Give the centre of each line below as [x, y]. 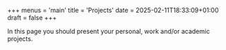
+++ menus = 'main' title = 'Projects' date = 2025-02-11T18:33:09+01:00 [113, 10]
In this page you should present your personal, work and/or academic [109, 31]
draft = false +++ [32, 18]
